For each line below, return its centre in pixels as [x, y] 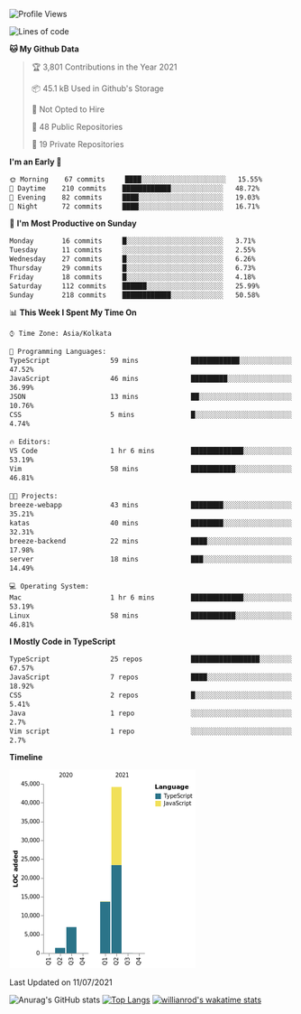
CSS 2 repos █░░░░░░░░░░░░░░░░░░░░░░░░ [151, 695]
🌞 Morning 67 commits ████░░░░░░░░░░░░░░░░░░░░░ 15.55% [136, 180]
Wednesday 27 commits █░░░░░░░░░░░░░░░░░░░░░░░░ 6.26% [132, 259]
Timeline [26, 757]
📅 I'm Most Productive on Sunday [73, 223]
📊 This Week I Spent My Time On [73, 312]
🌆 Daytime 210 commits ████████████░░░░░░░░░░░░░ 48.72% [134, 189]
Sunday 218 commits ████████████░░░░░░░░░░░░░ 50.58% [134, 295]
